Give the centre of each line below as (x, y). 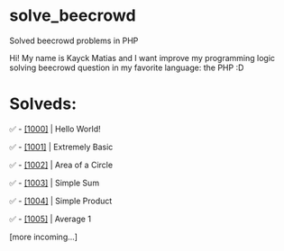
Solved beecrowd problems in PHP (74, 40)
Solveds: (43, 104)
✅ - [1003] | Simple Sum (55, 183)
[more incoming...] (44, 237)
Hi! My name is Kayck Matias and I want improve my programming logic (142, 58)
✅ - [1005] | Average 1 (50, 219)
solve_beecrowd (73, 16)
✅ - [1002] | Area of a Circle (61, 165)
